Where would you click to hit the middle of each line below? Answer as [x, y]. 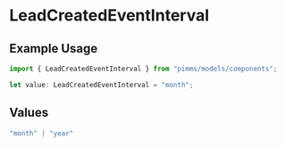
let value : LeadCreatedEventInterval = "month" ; [101, 85]
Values [29, 113]
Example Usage [54, 49]
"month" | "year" [42, 133]
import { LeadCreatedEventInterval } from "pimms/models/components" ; [143, 69]
